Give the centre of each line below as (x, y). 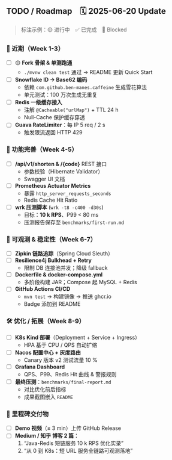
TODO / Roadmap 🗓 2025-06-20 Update (86, 11)
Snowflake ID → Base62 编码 (51, 80)
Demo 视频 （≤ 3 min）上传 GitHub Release (68, 428)
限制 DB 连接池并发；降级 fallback (66, 268)
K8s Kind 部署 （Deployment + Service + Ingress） (78, 337)
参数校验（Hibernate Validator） (64, 171)
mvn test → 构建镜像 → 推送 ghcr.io (68, 297)
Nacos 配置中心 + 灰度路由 (48, 352)
